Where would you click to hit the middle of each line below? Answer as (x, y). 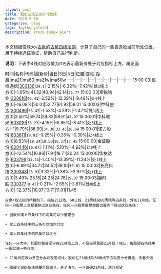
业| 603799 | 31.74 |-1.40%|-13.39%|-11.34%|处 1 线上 (56, 159)
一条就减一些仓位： (21, 249)
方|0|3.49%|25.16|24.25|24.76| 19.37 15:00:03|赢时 (56, 178)
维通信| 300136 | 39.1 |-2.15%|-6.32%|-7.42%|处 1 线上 (57, 86)
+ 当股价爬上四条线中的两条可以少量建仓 (40, 215)
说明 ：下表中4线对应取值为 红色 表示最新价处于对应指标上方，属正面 (72, 63)
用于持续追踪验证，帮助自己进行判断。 (43, 53)
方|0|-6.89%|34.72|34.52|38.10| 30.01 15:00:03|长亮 (57, 165)
